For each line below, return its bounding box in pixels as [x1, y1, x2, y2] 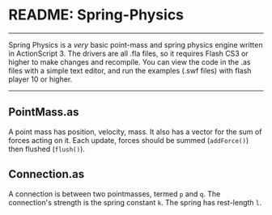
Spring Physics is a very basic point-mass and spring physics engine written [8, 40, 263, 49]
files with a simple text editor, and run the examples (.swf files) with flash [8, 65, 252, 75]
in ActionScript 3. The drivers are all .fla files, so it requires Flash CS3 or [8, 48, 249, 58]
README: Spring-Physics [8, 6, 185, 24]
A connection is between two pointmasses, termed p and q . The [8, 188, 221, 199]
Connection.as [8, 167, 85, 181]
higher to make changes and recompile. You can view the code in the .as [8, 57, 251, 66]
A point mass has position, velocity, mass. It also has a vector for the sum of [8, 127, 262, 137]
